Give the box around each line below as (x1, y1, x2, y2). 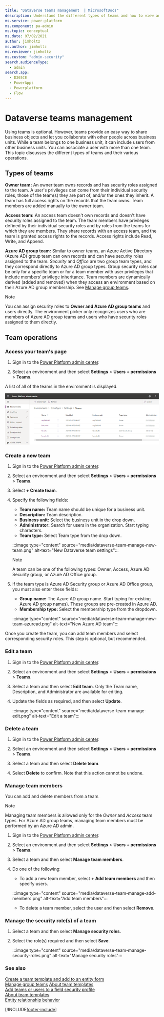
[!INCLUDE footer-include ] (5, 1006, 57, 1012)
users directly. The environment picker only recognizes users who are (5, 309, 145, 315)
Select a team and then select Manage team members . (12, 856, 123, 862)
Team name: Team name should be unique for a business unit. (19, 507, 145, 512)
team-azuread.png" (12, 621, 52, 627)
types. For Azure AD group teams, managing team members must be (5, 818, 143, 824)
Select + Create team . (12, 487, 57, 493)
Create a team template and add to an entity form (5, 976, 104, 982)
